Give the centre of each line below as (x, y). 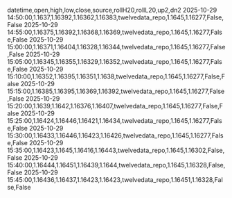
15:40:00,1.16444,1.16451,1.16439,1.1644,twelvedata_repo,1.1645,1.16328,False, (116, 165)
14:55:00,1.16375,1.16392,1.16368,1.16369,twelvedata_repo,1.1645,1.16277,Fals (115, 32)
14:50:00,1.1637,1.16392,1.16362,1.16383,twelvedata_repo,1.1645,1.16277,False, (115, 17)
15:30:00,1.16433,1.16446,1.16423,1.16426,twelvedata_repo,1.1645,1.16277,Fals (115, 135)
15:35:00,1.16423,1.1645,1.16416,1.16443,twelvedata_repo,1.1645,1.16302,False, (116, 150)
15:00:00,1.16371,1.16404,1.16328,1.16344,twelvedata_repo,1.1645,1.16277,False (116, 47)
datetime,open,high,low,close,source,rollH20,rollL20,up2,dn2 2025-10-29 (112, 10)
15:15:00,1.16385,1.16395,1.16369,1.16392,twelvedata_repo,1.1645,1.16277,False (116, 91)
